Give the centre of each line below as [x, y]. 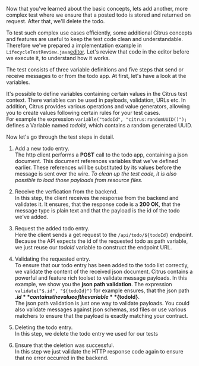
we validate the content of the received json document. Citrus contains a [104, 271]
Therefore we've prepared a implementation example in [74, 45]
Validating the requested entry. [53, 259]
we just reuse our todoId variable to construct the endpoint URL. [93, 247]
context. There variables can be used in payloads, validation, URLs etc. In [96, 100]
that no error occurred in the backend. [61, 358]
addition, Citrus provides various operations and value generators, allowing [98, 106]
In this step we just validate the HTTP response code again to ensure [99, 351]
